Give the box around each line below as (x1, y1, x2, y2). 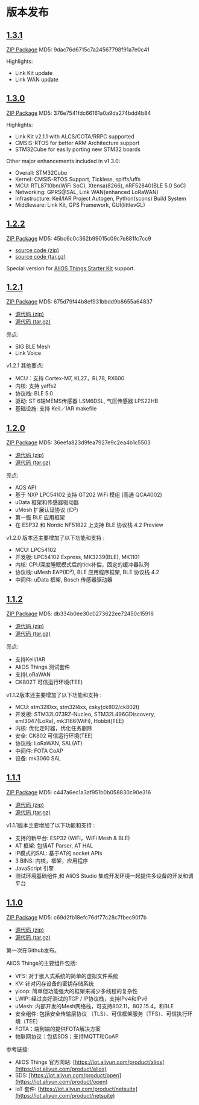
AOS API (14, 484, 36, 491)
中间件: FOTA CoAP (14, 747, 63, 754)
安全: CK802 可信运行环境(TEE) (14, 732, 93, 739)
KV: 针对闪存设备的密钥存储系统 (14, 980, 94, 987)
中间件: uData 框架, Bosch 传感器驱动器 (14, 576, 113, 583)
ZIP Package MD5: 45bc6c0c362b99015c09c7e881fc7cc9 (6, 235, 152, 242)
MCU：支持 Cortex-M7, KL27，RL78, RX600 (14, 375, 125, 382)
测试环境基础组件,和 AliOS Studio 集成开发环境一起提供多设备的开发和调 (14, 872, 194, 880)
